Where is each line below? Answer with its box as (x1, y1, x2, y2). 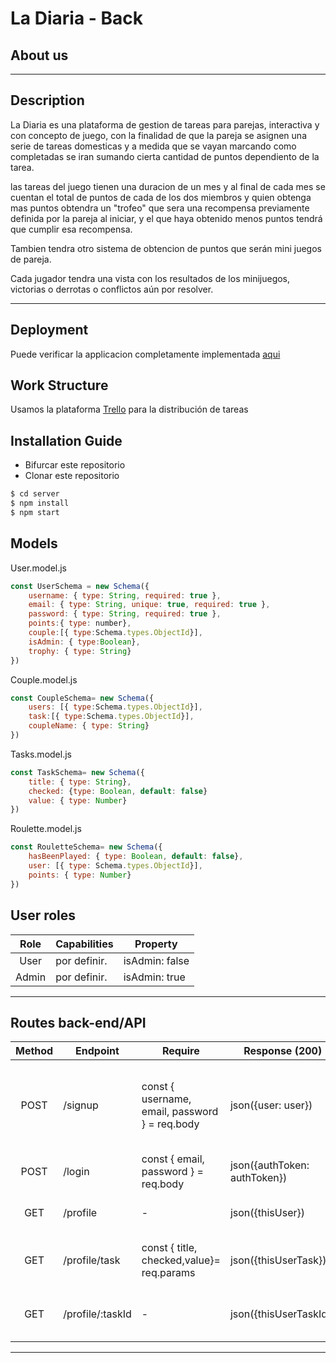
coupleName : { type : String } (28, 721, 150, 731)
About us (10, 47, 69, 64)
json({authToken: (229, 1158, 310, 1172)
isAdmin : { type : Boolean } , (28, 637, 141, 647)
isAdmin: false (123, 953, 190, 967)
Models (10, 535, 58, 552)
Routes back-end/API (10, 1014, 147, 1031)
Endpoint (75, 1044, 120, 1058)
